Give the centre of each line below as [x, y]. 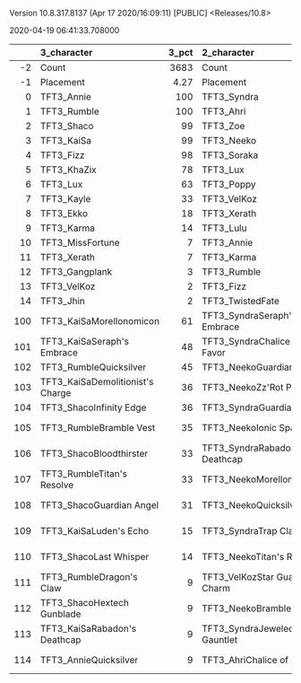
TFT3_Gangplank [76, 271]
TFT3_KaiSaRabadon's [88, 629]
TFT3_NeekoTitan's [243, 557]
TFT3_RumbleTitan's [84, 473]
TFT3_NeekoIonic [239, 428]
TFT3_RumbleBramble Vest [98, 428]
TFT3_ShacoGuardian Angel [99, 505]
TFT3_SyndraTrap [239, 531]
